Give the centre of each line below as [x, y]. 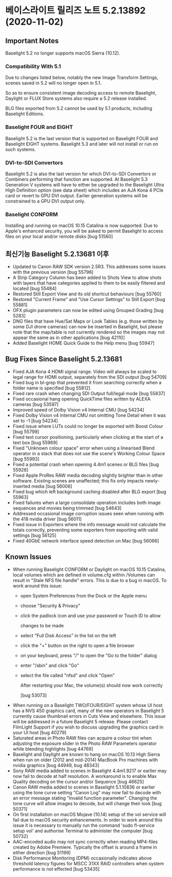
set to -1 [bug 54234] [35, 421]
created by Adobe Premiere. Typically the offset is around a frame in [85, 847]
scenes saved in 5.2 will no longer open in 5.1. [53, 83]
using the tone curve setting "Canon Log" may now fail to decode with [87, 792]
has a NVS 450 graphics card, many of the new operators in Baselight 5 [88, 711]
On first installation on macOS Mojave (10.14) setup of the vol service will [89, 814]
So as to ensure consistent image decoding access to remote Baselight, [81, 93]
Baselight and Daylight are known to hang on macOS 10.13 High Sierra [86, 754]
